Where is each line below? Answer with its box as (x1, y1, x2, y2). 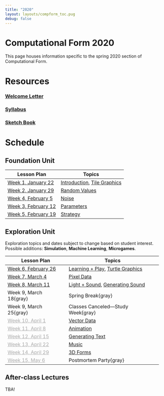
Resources (5, 76, 50, 87)
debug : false (5, 16, 32, 21)
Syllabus (5, 106, 26, 113)
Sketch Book (5, 119, 36, 126)
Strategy (61, 211, 81, 218)
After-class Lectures (5, 374, 69, 382)
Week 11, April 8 (7, 325, 46, 332)
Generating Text (68, 333, 106, 340)
